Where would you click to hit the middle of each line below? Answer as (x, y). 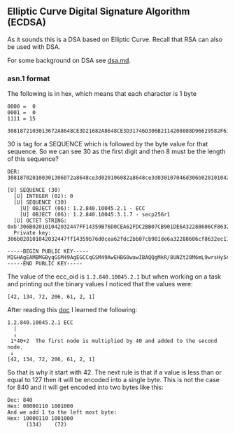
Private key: (33, 233)
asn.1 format (29, 78)
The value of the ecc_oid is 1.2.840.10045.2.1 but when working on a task (114, 276)
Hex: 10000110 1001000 (40, 419)
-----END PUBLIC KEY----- (45, 264)
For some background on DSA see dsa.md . (69, 60)
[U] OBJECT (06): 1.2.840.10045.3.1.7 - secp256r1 (95, 215)
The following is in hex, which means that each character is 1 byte (102, 94)
